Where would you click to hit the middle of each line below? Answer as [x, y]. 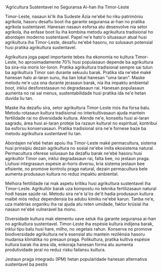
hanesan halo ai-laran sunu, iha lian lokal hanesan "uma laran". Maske [75, 78]
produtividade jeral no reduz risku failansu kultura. [55, 250]
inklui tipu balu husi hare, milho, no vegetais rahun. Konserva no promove [79, 229]
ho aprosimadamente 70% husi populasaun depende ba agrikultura [86, 62]
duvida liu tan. [19, 98]
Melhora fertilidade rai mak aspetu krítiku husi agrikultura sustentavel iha [78, 183]
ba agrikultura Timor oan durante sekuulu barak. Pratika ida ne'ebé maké [78, 72]
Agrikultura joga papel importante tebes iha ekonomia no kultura [70, 57]
